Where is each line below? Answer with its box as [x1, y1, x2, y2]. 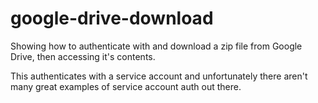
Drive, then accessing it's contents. [10, 50, 156, 62]
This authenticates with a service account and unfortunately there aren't [10, 70, 308, 82]
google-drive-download [10, 7, 214, 30]
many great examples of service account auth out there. [10, 80, 242, 92]
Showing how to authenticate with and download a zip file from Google [10, 40, 303, 52]
